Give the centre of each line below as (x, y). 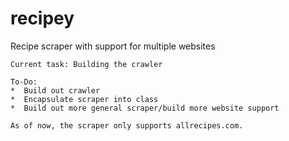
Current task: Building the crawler (86, 64)
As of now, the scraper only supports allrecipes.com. (127, 125)
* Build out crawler (55, 90)
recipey (42, 18)
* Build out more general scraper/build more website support (145, 108)
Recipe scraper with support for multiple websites (113, 46)
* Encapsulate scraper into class (84, 99)
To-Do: (24, 82)
